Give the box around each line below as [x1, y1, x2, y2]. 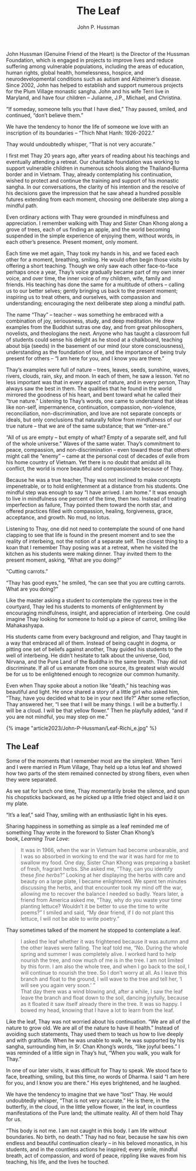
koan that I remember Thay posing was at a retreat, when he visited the [6, 543, 178, 551]
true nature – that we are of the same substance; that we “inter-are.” [6, 422, 171, 430]
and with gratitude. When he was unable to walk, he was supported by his [6, 1036, 184, 1044]
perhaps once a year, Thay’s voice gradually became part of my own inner [6, 269, 185, 276]
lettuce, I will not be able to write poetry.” [20, 915, 120, 922]
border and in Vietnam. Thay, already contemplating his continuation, [6, 170, 173, 177]
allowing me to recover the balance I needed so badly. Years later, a [20, 890, 184, 897]
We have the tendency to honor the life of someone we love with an [6, 123, 169, 130]
